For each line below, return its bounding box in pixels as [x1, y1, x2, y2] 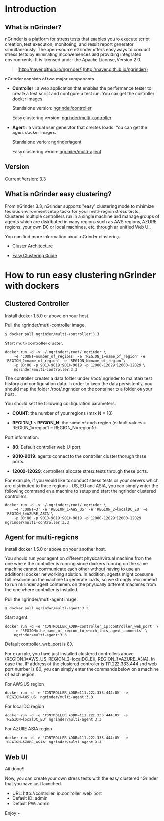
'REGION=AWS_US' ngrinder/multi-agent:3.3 [5, 695, 93, 700]
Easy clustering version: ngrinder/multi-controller [12, 115, 112, 121]
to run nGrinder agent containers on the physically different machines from [5, 582, 156, 587]
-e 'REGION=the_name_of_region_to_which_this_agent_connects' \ [14, 628, 148, 634]
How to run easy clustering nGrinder [5, 269, 156, 281]
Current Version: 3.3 [5, 176, 46, 182]
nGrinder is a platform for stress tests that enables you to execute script [5, 36, 150, 42]
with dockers [5, 280, 60, 291]
